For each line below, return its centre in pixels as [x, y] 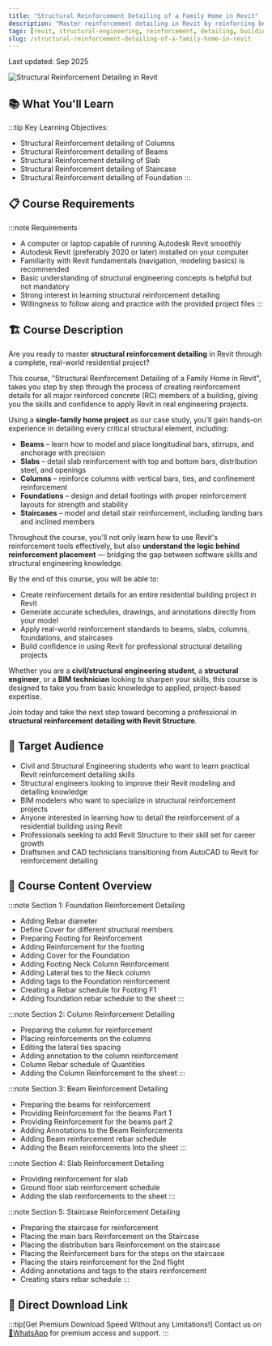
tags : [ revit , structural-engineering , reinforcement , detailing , [123, 31]
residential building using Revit [71, 826]
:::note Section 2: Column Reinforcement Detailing [92, 1014]
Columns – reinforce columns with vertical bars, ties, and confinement [138, 478]
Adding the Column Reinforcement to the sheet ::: [103, 1073]
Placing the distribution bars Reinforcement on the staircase [120, 1245]
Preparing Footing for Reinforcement [81, 938]
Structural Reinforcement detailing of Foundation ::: [105, 178]
